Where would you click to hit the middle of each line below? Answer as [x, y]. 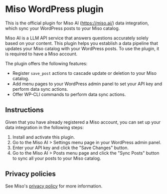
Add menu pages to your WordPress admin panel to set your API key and [87, 84]
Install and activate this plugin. [44, 137]
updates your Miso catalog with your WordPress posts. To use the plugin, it [82, 48]
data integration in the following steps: [44, 127]
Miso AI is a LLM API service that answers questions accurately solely [77, 38]
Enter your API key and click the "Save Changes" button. [70, 148]
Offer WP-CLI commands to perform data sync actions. [69, 94]
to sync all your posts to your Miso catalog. [57, 158]
